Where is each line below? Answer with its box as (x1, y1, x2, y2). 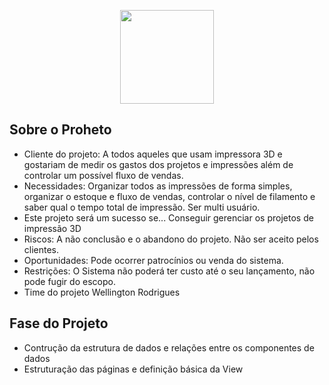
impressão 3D (23, 222, 82, 234)
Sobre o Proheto (9, 121, 112, 139)
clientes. (23, 243, 60, 255)
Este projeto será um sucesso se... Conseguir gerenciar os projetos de (23, 211, 314, 224)
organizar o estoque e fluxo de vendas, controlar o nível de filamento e (23, 190, 316, 202)
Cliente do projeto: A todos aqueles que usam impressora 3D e (23, 148, 283, 160)
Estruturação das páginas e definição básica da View (23, 363, 244, 375)
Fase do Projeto (9, 315, 109, 332)
